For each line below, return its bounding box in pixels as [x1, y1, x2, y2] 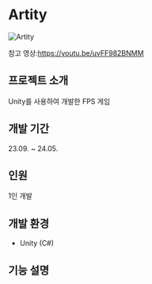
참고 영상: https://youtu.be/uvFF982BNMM [8, 48, 144, 57]
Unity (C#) [19, 239, 54, 248]
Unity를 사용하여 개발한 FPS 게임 [8, 96, 111, 106]
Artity [8, 6, 47, 24]
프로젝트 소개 [8, 74, 69, 88]
